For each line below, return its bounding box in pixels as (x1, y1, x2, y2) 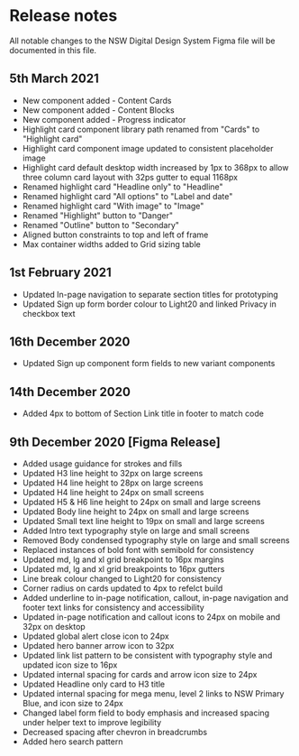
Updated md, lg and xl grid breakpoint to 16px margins (22, 554, 224, 565)
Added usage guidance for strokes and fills (22, 458, 183, 469)
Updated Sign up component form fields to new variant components (22, 358, 276, 369)
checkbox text (22, 308, 76, 318)
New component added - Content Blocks (22, 105, 175, 115)
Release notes (9, 5, 118, 26)
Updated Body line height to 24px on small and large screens (22, 506, 249, 517)
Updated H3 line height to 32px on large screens (22, 468, 204, 478)
